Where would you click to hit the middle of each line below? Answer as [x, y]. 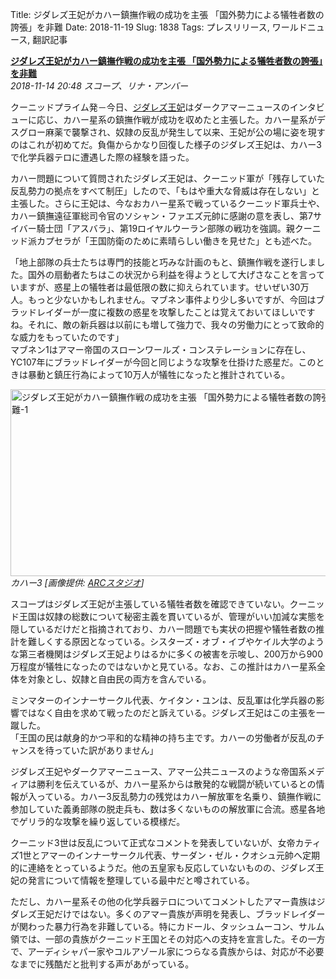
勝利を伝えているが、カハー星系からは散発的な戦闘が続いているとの [176, 784]
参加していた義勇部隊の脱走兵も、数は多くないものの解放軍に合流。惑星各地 [168, 809]
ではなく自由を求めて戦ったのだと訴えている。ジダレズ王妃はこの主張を [167, 712]
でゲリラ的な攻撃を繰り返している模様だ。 [98, 821]
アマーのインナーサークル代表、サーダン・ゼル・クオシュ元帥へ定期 [179, 855]
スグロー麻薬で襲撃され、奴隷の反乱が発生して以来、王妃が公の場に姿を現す [168, 132]
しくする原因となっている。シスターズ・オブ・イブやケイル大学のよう [180, 641]
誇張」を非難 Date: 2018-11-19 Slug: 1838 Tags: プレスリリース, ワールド [159, 27]
